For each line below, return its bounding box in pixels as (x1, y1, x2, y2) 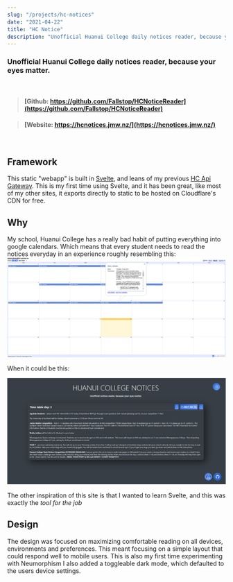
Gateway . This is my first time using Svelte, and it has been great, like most (7, 182, 221, 190)
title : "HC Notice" (7, 26, 64, 33)
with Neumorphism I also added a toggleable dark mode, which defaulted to (7, 559, 225, 567)
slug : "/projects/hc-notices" (7, 11, 95, 18)
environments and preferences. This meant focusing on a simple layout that (7, 545, 223, 553)
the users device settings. (7, 566, 81, 575)
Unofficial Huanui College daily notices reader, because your (7, 57, 216, 67)
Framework (7, 156, 58, 168)
